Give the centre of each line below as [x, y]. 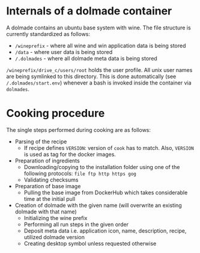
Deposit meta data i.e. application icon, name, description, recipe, [105, 231]
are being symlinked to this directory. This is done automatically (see [91, 76]
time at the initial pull [50, 198]
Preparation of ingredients [47, 161]
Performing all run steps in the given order [76, 224]
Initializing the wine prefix [56, 218]
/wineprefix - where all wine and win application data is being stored [100, 46]
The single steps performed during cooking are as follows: [79, 129]
